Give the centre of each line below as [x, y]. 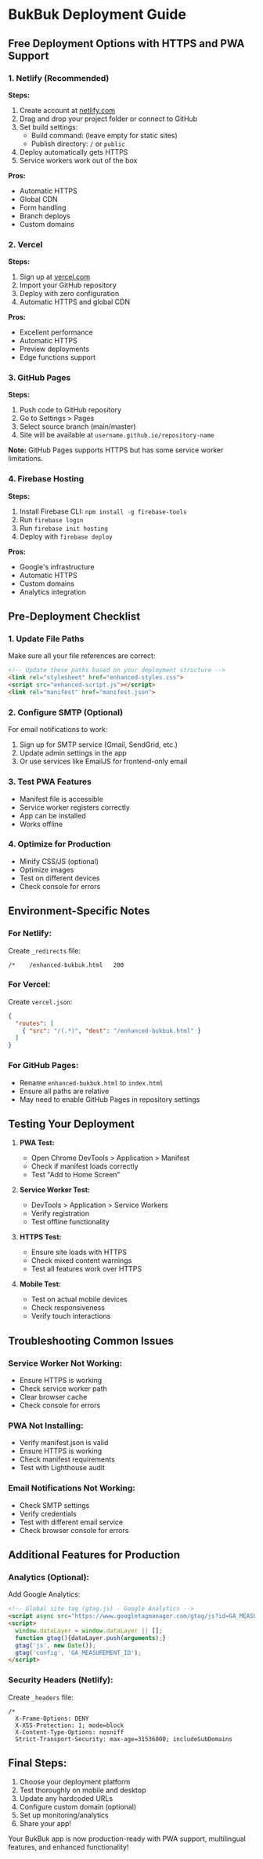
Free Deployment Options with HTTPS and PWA [126, 44]
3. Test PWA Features [50, 781]
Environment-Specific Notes [79, 911]
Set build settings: [49, 126]
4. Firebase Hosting [46, 479]
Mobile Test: [40, 1284]
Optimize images [47, 869]
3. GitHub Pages [40, 378]
